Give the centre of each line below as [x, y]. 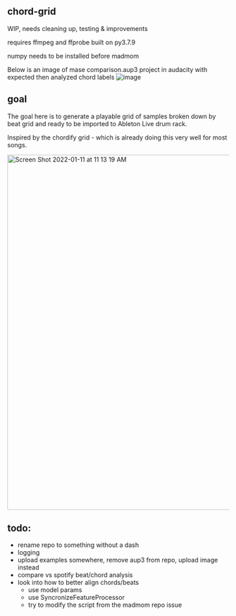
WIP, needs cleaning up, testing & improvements [77, 28]
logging [29, 553]
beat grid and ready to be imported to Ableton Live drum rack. [97, 123]
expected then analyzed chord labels [61, 77]
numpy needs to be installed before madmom [73, 56]
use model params [55, 590]
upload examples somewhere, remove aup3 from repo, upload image [118, 560]
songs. [17, 144]
